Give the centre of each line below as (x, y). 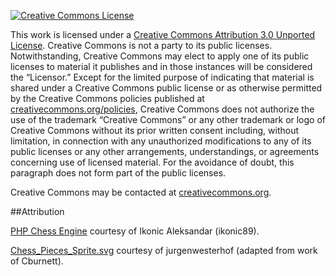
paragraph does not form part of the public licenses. (118, 173)
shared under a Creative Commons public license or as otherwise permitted (166, 88)
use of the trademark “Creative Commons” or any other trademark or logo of (168, 119)
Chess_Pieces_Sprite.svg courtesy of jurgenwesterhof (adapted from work (164, 250)
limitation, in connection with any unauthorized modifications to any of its (161, 141)
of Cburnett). (37, 261)
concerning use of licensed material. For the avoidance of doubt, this (152, 162)
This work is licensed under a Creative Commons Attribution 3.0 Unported (163, 34)
